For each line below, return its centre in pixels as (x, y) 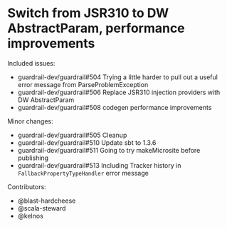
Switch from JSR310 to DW (88, 13)
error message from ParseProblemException (83, 84)
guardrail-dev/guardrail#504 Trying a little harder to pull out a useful (118, 77)
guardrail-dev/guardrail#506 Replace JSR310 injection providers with (119, 92)
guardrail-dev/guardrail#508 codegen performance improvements (115, 107)
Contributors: (27, 186)
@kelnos (31, 216)
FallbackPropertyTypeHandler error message (83, 173)
